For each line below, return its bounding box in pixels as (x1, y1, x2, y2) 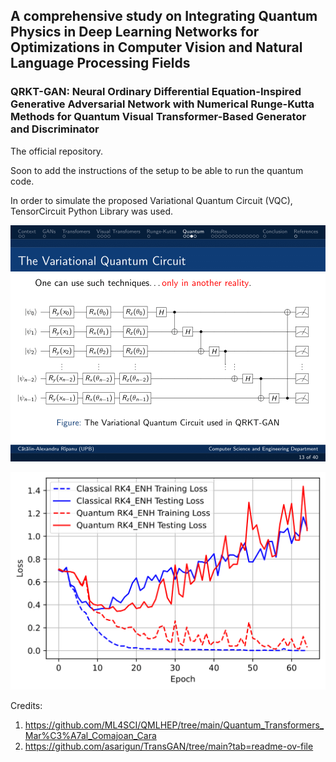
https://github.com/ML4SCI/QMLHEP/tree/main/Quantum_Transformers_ (24, 719, 325, 731)
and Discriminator (10, 122, 100, 136)
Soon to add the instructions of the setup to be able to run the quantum (10, 164, 304, 176)
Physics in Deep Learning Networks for (10, 24, 260, 41)
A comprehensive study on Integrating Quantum (10, 8, 318, 25)
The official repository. (10, 145, 104, 157)
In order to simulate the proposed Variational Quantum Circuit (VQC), (10, 194, 293, 206)
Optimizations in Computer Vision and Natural (10, 39, 303, 56)
